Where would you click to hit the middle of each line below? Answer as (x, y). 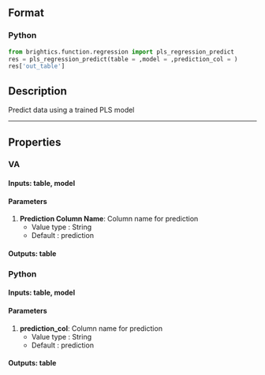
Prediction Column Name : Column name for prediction (109, 219)
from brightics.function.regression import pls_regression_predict (121, 52)
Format (26, 13)
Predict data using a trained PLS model (71, 110)
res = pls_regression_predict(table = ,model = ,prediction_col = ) (123, 59)
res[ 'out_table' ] (37, 66)
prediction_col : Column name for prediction (91, 328)
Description (37, 91)
